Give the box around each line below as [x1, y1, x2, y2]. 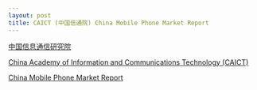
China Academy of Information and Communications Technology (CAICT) [8, 57, 249, 67]
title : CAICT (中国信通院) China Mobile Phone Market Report [8, 19, 209, 27]
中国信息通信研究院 [8, 41, 72, 51]
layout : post [8, 11, 52, 20]
